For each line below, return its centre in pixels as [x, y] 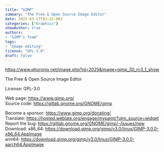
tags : [11, 42]
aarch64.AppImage [25, 145]
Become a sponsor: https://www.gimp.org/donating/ [58, 113]
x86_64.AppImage [23, 134]
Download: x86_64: [25, 129]
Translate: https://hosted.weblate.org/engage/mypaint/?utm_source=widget [82, 118]
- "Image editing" [24, 46]
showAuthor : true [23, 28]
